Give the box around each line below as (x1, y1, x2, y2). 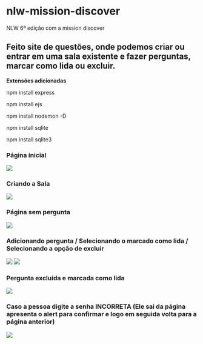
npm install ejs (6, 100, 42, 107)
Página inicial (6, 150, 47, 159)
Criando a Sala (6, 179, 50, 187)
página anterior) (6, 317, 55, 326)
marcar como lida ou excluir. (6, 61, 116, 71)
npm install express (6, 89, 55, 96)
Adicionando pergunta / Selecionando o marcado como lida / (6, 237, 188, 245)
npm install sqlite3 (6, 135, 52, 143)
